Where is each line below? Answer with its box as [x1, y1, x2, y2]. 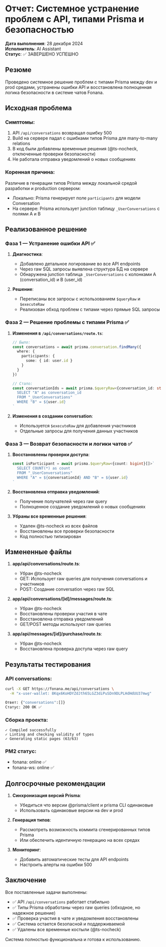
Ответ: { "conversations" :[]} [5, 700, 65, 705]
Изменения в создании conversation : [12, 413, 93, 419]
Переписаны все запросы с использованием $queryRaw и [19, 296, 140, 302]
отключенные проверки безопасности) [12, 151, 96, 157]
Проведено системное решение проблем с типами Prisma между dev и [5, 79, 158, 85]
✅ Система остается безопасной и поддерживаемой [12, 921, 125, 927]
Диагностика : [12, 251, 43, 257]
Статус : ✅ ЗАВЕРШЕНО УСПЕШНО [5, 51, 79, 57]
